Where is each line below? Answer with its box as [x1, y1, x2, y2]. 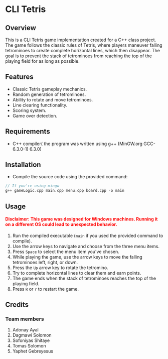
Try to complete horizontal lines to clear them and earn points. [12, 270, 141, 276]
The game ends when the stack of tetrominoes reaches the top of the [12, 275, 156, 281]
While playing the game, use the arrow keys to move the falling [12, 254, 142, 260]
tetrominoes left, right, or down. [12, 259, 78, 265]
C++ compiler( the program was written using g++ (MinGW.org [12, 141, 143, 147]
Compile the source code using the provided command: [12, 174, 128, 180]
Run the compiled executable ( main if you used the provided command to [12, 232, 163, 238]
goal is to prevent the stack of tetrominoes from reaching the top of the [5, 53, 152, 59]
